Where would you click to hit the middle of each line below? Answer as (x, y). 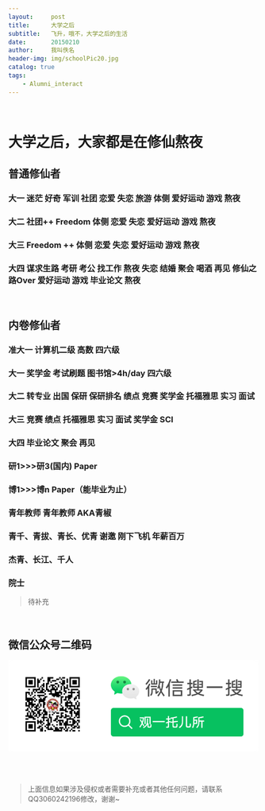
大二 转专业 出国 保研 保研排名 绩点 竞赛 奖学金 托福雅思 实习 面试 (132, 396)
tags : (17, 76)
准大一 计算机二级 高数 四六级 (64, 350)
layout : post (37, 17)
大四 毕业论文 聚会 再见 (52, 443)
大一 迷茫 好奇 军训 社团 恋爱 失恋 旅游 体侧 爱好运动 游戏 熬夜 (124, 199)
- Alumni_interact (53, 83)
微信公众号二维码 (50, 644)
